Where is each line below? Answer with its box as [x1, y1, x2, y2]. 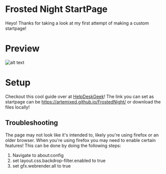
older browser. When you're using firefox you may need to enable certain [5, 137, 156, 143]
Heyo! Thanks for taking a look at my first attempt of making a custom [5, 20, 149, 26]
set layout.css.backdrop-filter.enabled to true [12, 157, 106, 163]
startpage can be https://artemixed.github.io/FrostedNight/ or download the [5, 98, 161, 104]
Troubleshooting [5, 118, 58, 127]
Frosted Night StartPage [5, 3, 108, 15]
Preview [5, 43, 40, 54]
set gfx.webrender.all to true [12, 162, 71, 168]
